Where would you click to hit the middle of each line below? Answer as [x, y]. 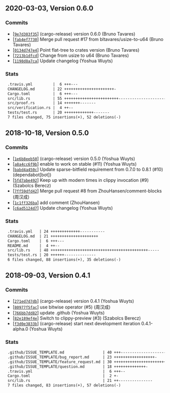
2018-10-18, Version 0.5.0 [47, 133]
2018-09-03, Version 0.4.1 [48, 276]
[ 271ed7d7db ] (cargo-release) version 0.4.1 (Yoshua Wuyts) [73, 301]
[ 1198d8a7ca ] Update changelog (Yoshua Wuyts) [62, 61]
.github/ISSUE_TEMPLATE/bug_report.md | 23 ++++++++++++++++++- [82, 357]
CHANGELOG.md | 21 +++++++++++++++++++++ [53, 236]
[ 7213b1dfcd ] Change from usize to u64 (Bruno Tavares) [71, 55]
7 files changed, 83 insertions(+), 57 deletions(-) [64, 385]
